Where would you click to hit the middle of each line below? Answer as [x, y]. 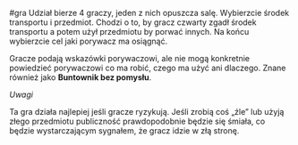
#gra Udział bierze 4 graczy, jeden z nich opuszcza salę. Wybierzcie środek [149, 13]
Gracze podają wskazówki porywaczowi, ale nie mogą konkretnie [130, 58]
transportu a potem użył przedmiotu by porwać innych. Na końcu [129, 32]
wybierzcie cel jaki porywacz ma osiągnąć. [89, 41]
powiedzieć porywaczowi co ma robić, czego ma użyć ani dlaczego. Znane [148, 68]
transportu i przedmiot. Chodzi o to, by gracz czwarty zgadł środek [133, 22]
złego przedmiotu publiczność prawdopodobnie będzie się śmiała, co [137, 121]
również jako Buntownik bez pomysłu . [81, 77]
